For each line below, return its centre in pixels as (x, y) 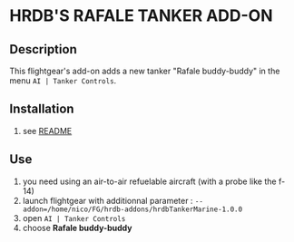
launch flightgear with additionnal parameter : (108, 200)
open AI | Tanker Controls (74, 218)
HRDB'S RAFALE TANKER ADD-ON (142, 16)
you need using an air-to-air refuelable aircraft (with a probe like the (149, 181)
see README (47, 131)
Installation (42, 109)
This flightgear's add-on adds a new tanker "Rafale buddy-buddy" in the (145, 71)
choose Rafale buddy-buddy (78, 227)
